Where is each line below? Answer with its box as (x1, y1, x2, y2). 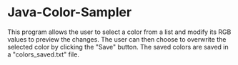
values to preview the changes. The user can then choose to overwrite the (7, 35, 227, 43)
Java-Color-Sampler (7, 4, 132, 20)
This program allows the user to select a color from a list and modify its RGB (7, 28, 232, 36)
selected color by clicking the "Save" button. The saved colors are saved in (7, 42, 229, 51)
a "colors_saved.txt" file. (7, 50, 80, 59)
